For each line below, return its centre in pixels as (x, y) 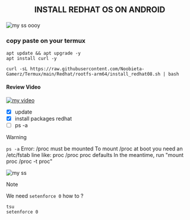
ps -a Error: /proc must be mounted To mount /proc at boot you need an (94, 149)
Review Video (23, 87)
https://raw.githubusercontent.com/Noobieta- (87, 69)
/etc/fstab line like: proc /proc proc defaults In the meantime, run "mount (95, 155)
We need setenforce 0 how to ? (45, 196)
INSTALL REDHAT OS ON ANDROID (100, 10)
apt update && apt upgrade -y (44, 53)
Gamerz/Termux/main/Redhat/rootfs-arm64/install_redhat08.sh (83, 74)
